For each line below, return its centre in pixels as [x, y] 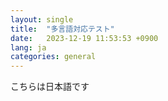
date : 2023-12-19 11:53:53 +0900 [84, 38]
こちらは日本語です [50, 87]
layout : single [42, 19]
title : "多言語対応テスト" [62, 29]
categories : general [53, 57]
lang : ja [28, 47]
